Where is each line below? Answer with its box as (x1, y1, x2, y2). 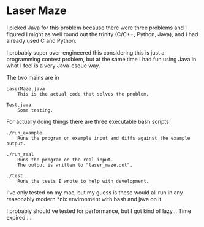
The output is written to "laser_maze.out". (17, 162, 133, 168)
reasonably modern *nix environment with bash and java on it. (6, 195, 164, 202)
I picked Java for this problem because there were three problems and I (6, 24, 187, 31)
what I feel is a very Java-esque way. (6, 62, 100, 69)
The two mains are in (6, 74, 59, 81)
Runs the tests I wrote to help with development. (17, 178, 149, 184)
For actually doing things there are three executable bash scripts (6, 118, 170, 125)
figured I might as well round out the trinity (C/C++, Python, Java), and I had (6, 30, 198, 37)
